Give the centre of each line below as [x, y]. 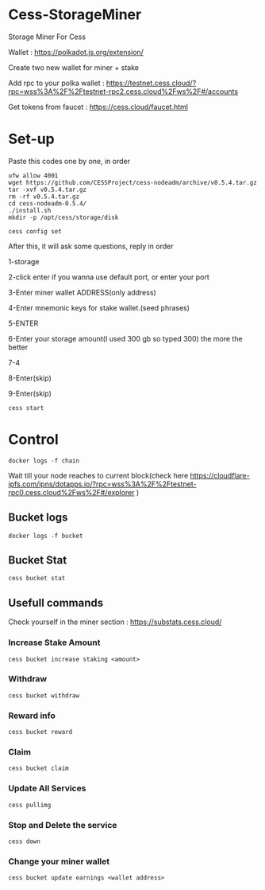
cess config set [35, 231]
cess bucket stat [37, 579]
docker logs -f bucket [46, 536]
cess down [25, 841]
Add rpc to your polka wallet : [56, 83]
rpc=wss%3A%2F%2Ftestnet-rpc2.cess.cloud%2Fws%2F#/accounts [123, 91]
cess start [26, 408]
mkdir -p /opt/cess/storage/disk [63, 217]
